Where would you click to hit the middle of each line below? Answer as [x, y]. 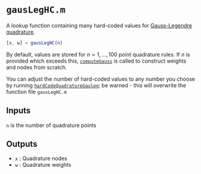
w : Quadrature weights [43, 165]
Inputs [19, 110]
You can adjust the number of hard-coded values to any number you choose [101, 79]
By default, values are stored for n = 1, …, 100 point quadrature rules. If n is [98, 54]
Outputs [22, 144]
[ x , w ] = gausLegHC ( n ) [34, 43]
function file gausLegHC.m [37, 92]
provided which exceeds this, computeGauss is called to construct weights [96, 61]
